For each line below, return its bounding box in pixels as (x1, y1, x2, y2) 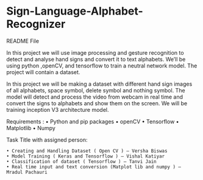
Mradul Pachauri (6, 169, 48, 175)
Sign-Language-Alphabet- (6, 4, 143, 18)
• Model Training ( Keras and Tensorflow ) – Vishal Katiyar (6, 153, 165, 159)
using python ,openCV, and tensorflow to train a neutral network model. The (6, 62, 198, 69)
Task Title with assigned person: (6, 136, 88, 144)
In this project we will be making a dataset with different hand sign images (6, 80, 193, 88)
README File (6, 37, 40, 44)
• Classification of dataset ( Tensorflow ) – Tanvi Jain (6, 158, 157, 165)
